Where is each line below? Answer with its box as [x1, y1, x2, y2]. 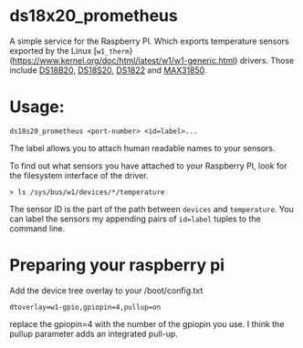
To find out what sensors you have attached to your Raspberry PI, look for [9, 160, 287, 171]
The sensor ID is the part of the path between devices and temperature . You [9, 203, 294, 214]
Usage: [9, 97, 66, 118]
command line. [9, 222, 66, 233]
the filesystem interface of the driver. [9, 169, 149, 180]
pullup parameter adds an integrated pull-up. [9, 328, 178, 339]
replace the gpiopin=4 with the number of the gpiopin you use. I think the [9, 318, 285, 329]
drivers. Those [239, 55, 295, 66]
